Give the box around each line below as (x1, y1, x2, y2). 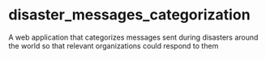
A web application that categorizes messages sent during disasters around (8, 32, 259, 42)
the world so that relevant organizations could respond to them (8, 40, 219, 50)
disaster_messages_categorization (8, 6, 251, 24)
